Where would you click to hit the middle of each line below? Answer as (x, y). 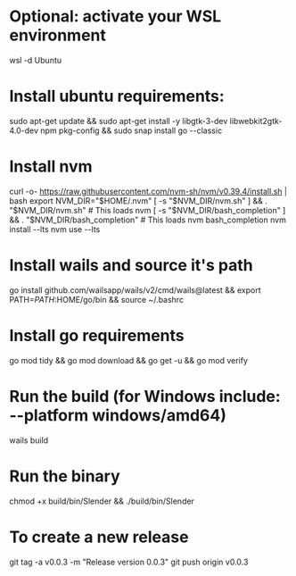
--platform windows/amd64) (118, 415)
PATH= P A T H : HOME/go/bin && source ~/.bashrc (97, 299)
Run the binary (65, 476)
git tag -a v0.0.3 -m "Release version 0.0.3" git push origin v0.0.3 (129, 562)
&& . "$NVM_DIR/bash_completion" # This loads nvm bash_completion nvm (148, 220)
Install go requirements (97, 335)
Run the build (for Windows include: (145, 396)
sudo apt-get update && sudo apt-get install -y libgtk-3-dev (119, 121)
